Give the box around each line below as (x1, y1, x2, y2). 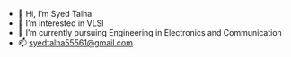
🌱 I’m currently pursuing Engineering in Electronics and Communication (17, 28, 283, 37)
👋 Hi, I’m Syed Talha (17, 9, 93, 19)
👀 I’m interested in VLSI (17, 18, 105, 28)
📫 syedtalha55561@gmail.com (17, 37, 133, 48)
